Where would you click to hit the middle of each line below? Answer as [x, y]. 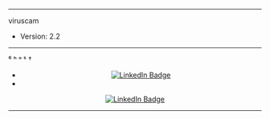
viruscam [24, 21]
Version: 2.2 [40, 36]
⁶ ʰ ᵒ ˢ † [20, 59]
